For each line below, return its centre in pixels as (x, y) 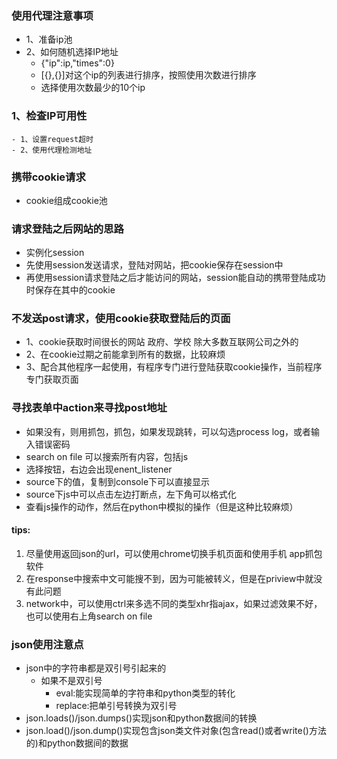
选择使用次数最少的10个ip (93, 88)
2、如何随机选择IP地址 (72, 52)
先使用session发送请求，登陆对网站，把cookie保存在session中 (154, 265)
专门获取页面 (52, 379)
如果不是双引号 (71, 681)
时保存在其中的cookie (70, 290)
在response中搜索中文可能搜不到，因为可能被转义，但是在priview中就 (169, 578)
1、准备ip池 (49, 39)
